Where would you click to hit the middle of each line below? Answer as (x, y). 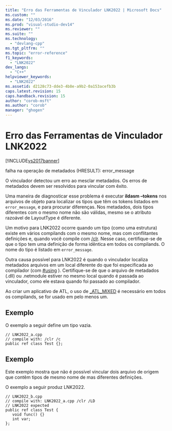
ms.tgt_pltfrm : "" (25, 48)
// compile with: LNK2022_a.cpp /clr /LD (50, 401)
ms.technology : (22, 39)
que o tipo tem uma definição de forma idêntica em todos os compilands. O (85, 244)
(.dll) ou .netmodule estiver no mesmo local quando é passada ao (74, 276)
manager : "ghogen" (25, 110)
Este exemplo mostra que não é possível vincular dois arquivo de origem (82, 371)
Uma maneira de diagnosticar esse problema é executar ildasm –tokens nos (86, 196)
